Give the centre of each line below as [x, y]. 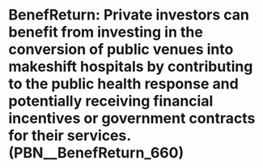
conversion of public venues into [121, 50]
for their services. [70, 136]
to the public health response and [123, 84]
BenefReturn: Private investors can [129, 15]
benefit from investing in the [106, 32]
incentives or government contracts [132, 118]
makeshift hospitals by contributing [131, 67]
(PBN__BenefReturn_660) [96, 153]
